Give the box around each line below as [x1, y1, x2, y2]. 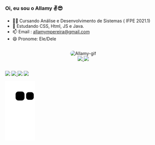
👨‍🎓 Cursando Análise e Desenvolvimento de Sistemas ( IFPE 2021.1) [12, 18, 151, 24]
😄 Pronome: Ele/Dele [12, 36, 56, 42]
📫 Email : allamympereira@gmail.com [12, 29, 90, 35]
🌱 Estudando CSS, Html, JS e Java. [12, 23, 84, 29]
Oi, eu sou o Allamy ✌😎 [5, 4, 63, 11]
